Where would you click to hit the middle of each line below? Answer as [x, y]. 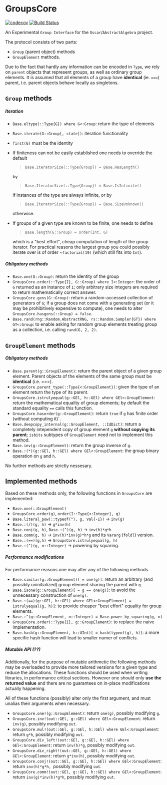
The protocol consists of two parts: [41, 42]
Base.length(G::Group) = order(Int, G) [66, 233]
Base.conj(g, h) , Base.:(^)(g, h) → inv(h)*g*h [62, 530]
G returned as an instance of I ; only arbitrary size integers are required [85, 287]
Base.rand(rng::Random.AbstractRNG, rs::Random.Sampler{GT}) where [84, 319]
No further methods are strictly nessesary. [49, 466]
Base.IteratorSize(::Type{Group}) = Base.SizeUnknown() [84, 204]
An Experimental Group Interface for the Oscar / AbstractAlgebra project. [79, 32]
